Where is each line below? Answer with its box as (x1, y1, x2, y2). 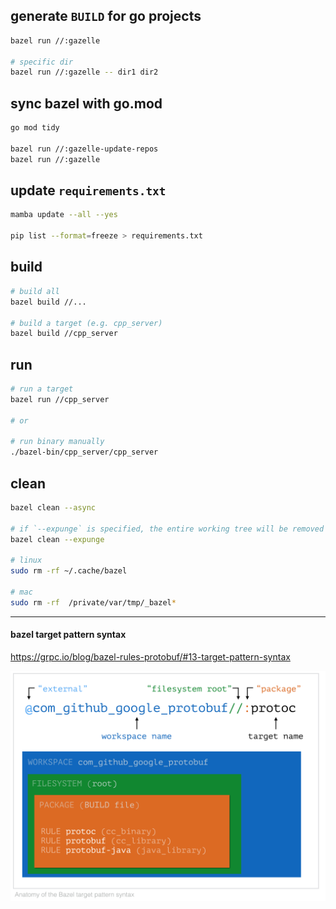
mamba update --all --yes (10, 210, 118, 220)
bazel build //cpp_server (10, 329, 118, 339)
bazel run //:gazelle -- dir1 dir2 (10, 67, 159, 78)
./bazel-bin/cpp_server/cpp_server (10, 447, 159, 458)
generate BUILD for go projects (10, 8, 202, 25)
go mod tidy (10, 123, 60, 133)
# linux (10, 555, 43, 566)
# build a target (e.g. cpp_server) (10, 318, 163, 328)
